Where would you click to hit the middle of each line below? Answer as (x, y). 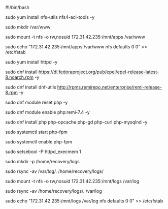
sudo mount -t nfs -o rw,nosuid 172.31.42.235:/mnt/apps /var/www (75, 37)
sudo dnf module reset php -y (37, 102)
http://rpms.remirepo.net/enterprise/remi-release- (110, 87)
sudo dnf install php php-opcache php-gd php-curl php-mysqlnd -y (76, 122)
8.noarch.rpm (20, 77)
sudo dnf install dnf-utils (31, 87)
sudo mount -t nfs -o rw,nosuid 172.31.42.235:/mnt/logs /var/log (72, 181)
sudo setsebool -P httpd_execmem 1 (43, 152)
